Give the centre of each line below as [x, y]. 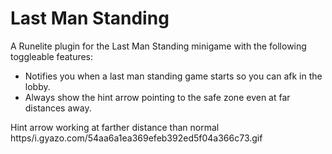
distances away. [58, 108]
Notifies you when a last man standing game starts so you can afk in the [173, 76]
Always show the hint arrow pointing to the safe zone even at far [157, 97]
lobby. [37, 86]
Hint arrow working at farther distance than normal [115, 127]
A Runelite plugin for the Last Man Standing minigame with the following [158, 46]
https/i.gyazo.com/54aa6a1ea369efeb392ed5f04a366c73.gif [136, 138]
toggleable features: [52, 56]
